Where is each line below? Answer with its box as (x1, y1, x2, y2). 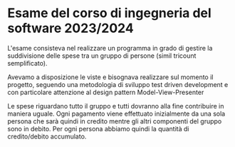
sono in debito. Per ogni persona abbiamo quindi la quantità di (7, 124, 189, 133)
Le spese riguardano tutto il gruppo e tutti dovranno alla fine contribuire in (7, 101, 224, 110)
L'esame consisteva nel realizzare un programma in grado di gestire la (7, 44, 213, 52)
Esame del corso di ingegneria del (7, 5, 211, 21)
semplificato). (7, 59, 48, 67)
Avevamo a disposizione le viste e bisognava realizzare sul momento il (7, 73, 214, 81)
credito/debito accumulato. (7, 132, 87, 141)
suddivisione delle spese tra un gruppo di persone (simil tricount (7, 51, 197, 60)
